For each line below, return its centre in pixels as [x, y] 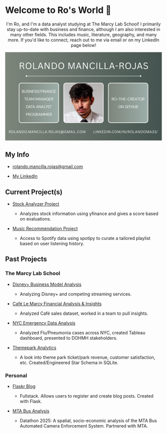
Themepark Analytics [34, 347]
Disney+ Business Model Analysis [47, 284]
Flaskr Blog [24, 387]
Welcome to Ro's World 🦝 [58, 10]
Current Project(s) [34, 192]
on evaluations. [35, 219]
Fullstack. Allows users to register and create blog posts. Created [86, 396]
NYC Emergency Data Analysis [44, 323]
